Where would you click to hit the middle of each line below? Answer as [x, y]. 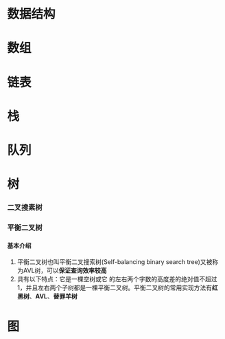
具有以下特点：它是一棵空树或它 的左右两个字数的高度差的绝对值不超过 [117, 279]
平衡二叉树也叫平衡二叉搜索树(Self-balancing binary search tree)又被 [115, 262]
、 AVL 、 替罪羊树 [53, 296]
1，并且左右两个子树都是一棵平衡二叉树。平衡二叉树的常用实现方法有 [115, 288]
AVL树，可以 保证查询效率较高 [65, 271]
